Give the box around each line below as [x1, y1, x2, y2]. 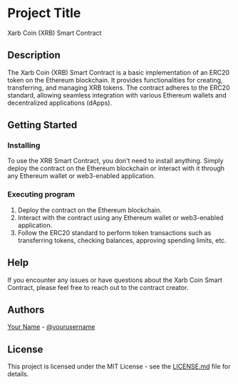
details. [7, 370, 29, 378]
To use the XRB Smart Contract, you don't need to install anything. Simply [7, 157, 224, 165]
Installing [7, 140, 41, 150]
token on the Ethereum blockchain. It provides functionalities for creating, [7, 76, 223, 84]
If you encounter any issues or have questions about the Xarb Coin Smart [7, 276, 223, 284]
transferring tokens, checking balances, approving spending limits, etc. [17, 236, 227, 244]
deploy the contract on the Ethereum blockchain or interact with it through [7, 164, 225, 172]
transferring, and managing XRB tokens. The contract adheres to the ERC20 [7, 83, 230, 92]
